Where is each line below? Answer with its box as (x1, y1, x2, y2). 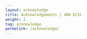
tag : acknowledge (5, 21, 42, 27)
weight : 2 (5, 17, 26, 22)
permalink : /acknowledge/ (5, 26, 59, 31)
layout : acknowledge (5, 7, 49, 13)
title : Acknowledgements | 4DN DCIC (5, 12, 82, 17)
